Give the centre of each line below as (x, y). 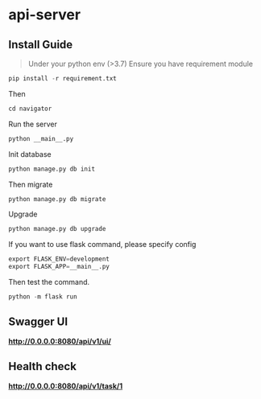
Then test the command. (49, 282)
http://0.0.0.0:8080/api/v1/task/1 (66, 386)
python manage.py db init (52, 169)
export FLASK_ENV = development (59, 259)
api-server (45, 15)
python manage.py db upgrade (57, 229)
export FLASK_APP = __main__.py (59, 267)
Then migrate (31, 184)
